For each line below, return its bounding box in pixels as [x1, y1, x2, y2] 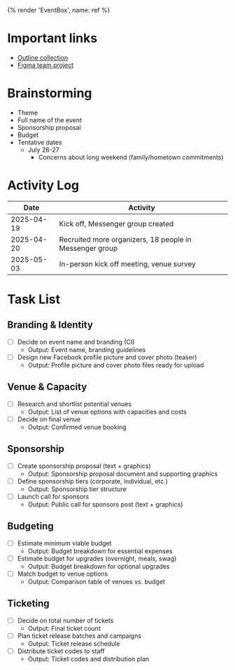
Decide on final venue [17, 415, 81, 423]
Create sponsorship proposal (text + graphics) [17, 461, 152, 470]
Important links [7, 31, 98, 46]
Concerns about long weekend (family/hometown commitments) [38, 153, 224, 161]
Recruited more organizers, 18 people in [59, 234, 192, 244]
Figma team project [17, 61, 74, 69]
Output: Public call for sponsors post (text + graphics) [27, 500, 183, 509]
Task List [7, 291, 61, 307]
